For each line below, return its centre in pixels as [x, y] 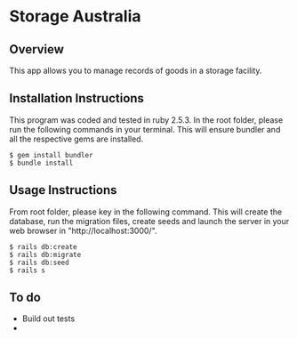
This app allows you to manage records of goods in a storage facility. [136, 70]
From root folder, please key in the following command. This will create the [146, 212]
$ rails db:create [43, 246]
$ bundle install [41, 163]
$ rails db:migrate [45, 254]
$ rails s [28, 270]
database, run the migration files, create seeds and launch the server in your [149, 221]
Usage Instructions [63, 190]
